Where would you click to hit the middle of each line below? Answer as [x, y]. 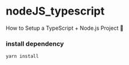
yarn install [22, 56]
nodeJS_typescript [55, 11]
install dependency [35, 44]
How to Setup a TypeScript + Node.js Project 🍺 [64, 28]
